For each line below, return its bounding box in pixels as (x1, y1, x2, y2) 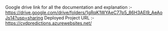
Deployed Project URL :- (44, 15, 95, 20)
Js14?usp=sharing (5, 15, 43, 20)
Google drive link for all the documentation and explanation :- (5, 4, 132, 10)
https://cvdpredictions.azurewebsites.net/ (5, 20, 92, 26)
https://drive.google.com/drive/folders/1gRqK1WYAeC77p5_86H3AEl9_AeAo (5, 9, 162, 15)
